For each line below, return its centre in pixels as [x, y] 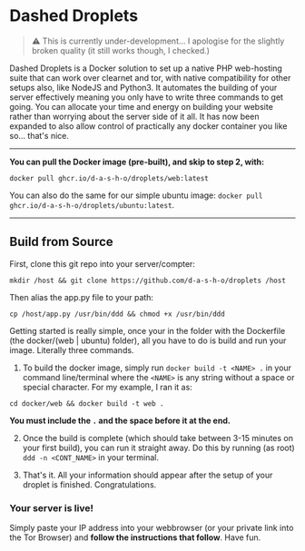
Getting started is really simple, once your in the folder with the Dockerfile [148, 330]
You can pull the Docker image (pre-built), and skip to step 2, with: [137, 162]
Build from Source [61, 242]
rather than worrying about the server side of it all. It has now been [134, 116]
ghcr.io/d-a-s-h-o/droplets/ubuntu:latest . [92, 204]
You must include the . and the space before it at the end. [120, 420]
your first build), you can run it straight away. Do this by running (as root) [158, 448]
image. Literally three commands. [72, 349]
